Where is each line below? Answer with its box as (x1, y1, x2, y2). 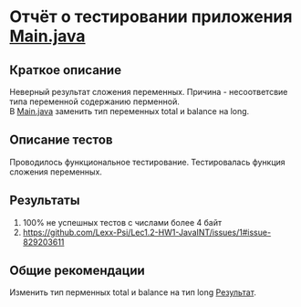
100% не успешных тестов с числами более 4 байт (22, 217, 222, 228)
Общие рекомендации (9, 263, 146, 279)
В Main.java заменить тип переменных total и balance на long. (9, 106, 250, 116)
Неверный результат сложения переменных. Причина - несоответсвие (9, 87, 288, 97)
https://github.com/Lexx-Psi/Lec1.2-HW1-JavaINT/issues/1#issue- (22, 227, 272, 238)
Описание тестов (9, 132, 113, 148)
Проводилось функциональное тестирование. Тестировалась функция (9, 156, 285, 167)
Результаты (9, 193, 80, 208)
